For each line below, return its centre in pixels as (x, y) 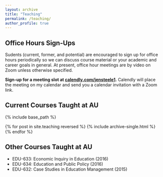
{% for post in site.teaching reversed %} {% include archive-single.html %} (80, 126)
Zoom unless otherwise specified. (39, 70)
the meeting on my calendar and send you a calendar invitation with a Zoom (81, 85)
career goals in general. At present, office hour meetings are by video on (78, 65)
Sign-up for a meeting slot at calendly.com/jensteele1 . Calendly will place (80, 80)
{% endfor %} (19, 132)
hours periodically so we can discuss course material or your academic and (81, 60)
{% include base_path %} (31, 117)
